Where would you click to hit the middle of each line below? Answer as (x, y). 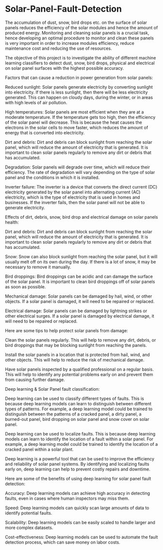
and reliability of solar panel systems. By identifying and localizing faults (77, 464)
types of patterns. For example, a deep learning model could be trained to (79, 409)
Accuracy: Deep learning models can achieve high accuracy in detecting (78, 493)
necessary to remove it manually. (38, 267)
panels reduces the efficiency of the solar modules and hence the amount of (81, 27)
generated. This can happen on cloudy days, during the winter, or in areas (79, 97)
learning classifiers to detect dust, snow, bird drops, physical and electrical (80, 63)
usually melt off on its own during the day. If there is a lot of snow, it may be (81, 262)
